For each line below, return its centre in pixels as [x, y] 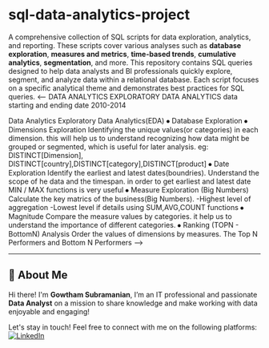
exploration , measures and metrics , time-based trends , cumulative [122, 54]
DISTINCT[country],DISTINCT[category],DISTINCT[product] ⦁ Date [119, 164]
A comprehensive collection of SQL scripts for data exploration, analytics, [130, 37]
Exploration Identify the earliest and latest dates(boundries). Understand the [134, 172]
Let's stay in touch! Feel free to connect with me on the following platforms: [133, 327]
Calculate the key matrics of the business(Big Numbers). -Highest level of [130, 199]
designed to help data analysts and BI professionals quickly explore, [120, 71]
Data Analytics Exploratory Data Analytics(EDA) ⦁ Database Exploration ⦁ [128, 120]
